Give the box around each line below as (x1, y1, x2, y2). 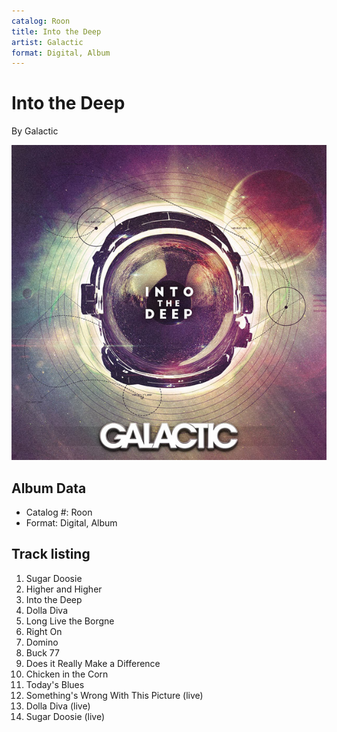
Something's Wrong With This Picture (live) (25, 689, 204, 701)
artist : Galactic (11, 37, 84, 47)
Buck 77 (25, 646, 60, 659)
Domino (25, 636, 59, 648)
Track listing (11, 546, 91, 563)
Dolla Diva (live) (25, 700, 91, 712)
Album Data (11, 480, 87, 497)
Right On (25, 625, 63, 637)
